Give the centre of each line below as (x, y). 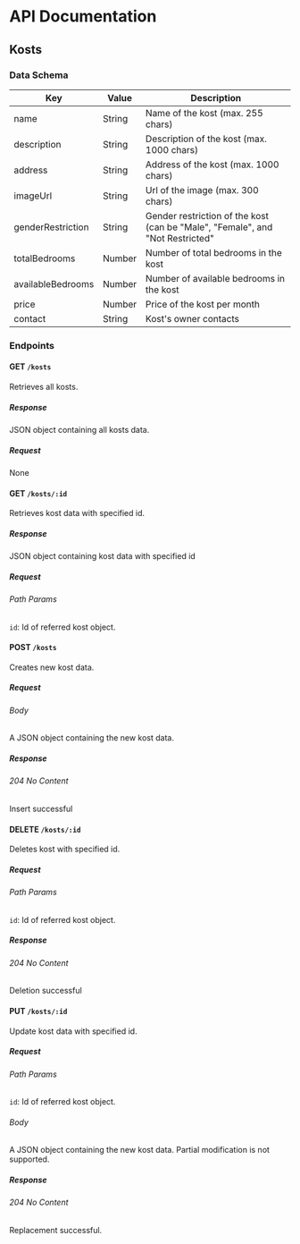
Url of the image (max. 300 (202, 190)
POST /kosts (33, 647)
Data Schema (39, 75)
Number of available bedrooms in (216, 278)
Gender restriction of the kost (208, 216)
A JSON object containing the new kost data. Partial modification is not (140, 1150)
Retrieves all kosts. (44, 387)
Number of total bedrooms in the (214, 252)
